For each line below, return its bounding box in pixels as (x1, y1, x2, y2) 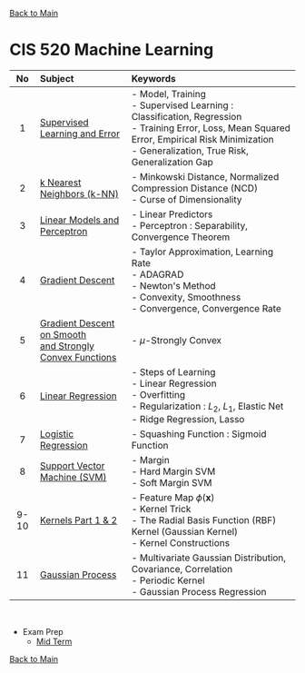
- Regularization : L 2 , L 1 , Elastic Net (131, 400, 284, 414)
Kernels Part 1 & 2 (39, 514, 118, 527)
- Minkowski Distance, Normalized (131, 170, 280, 183)
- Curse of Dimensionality (131, 193, 242, 205)
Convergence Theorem (131, 231, 231, 243)
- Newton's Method (131, 279, 216, 292)
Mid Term (35, 636, 73, 648)
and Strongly (39, 340, 95, 352)
